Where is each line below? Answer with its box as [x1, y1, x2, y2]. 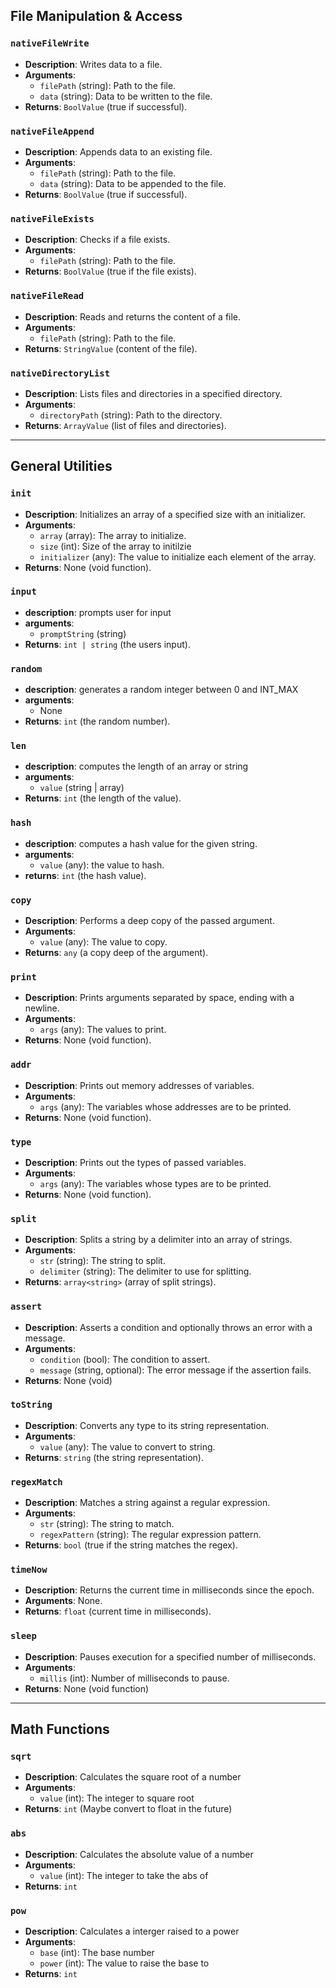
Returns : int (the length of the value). [24, 792, 182, 804]
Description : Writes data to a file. [24, 58, 163, 70]
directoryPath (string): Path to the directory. [39, 409, 223, 421]
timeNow [10, 1564, 48, 1576]
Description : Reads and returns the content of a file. [24, 310, 242, 323]
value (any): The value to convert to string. [39, 1440, 216, 1453]
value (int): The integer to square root [39, 1792, 195, 1804]
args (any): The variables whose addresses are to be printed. [39, 1100, 292, 1113]
